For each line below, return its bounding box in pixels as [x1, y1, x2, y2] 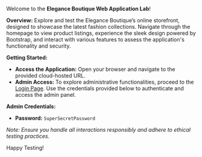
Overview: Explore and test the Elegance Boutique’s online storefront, [6, 17, 180, 23]
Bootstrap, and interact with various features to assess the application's [6, 36, 185, 43]
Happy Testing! [6, 144, 44, 151]
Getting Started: [6, 54, 48, 61]
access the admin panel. [14, 91, 77, 98]
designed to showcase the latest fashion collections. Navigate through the [6, 23, 191, 30]
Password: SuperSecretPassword [14, 114, 95, 122]
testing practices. [6, 132, 50, 140]
